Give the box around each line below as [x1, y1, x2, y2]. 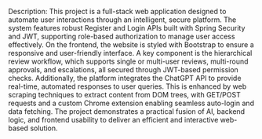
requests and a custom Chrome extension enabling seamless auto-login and [8, 98, 255, 108]
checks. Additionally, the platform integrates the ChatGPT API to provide [8, 74, 242, 82]
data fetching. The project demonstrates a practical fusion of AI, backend [8, 107, 246, 116]
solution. [30, 123, 58, 133]
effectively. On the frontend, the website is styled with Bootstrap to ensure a [8, 40, 255, 49]
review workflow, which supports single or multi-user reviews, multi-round [8, 57, 249, 66]
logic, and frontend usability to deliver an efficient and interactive [8, 115, 219, 124]
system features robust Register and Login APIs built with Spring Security [8, 24, 246, 32]
